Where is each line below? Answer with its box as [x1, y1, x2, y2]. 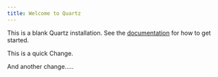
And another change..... [7, 62, 74, 70]
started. [7, 35, 29, 44]
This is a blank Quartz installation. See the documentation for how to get [7, 29, 211, 37]
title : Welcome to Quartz [7, 10, 81, 17]
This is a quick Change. [7, 49, 73, 57]
